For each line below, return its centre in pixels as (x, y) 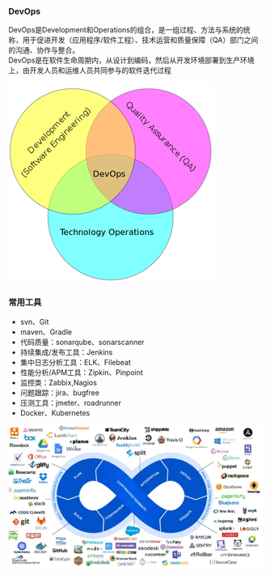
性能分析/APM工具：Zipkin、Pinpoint (82, 372)
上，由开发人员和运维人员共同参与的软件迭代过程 (90, 70)
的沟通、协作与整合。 (44, 50)
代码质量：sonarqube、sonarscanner (82, 342)
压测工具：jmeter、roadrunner (71, 402)
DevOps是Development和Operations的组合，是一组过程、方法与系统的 (126, 30)
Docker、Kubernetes (55, 413)
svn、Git (34, 322)
